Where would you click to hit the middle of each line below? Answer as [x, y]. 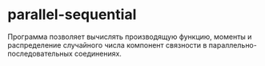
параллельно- [233, 45]
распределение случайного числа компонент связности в [107, 45]
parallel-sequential [72, 15]
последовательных [40, 53]
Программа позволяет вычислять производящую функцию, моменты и [130, 37]
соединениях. [98, 53]
